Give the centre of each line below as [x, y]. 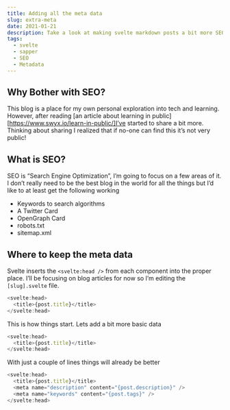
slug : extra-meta [32, 20]
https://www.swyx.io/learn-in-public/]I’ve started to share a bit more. [106, 123]
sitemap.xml [34, 233]
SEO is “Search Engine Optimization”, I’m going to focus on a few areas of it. [114, 176]
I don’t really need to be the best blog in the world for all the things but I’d [111, 183]
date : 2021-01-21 [32, 26]
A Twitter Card [37, 211]
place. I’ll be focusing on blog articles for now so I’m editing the [97, 278]
